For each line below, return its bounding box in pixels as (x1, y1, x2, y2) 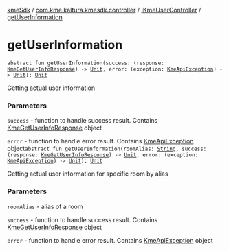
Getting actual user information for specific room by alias (7, 169, 168, 178)
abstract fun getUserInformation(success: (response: (7, 60, 165, 67)
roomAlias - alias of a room (7, 202, 83, 211)
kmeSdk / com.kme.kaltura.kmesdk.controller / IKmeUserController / (7, 6, 201, 14)
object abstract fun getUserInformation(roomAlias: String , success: (7, 144, 207, 153)
